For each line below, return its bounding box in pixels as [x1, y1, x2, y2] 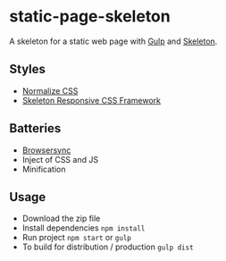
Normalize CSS [21, 85, 79, 96]
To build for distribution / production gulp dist [21, 241, 194, 252]
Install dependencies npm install [21, 223, 146, 233]
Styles [9, 62, 46, 77]
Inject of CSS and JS [21, 154, 99, 164]
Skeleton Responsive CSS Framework [21, 95, 162, 105]
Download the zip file [21, 213, 101, 224]
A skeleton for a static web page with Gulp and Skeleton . [9, 36, 218, 46]
